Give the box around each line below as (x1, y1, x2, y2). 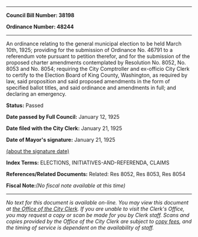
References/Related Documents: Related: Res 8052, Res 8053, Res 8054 (6, 171, 186, 177)
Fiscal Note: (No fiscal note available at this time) (6, 182, 126, 189)
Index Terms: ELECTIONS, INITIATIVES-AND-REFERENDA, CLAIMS (6, 159, 170, 166)
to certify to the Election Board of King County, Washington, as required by (6, 72, 187, 79)
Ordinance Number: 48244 (6, 23, 74, 30)
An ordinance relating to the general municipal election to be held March (6, 40, 181, 47)
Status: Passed (6, 102, 44, 109)
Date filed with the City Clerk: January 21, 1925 (6, 125, 123, 132)
